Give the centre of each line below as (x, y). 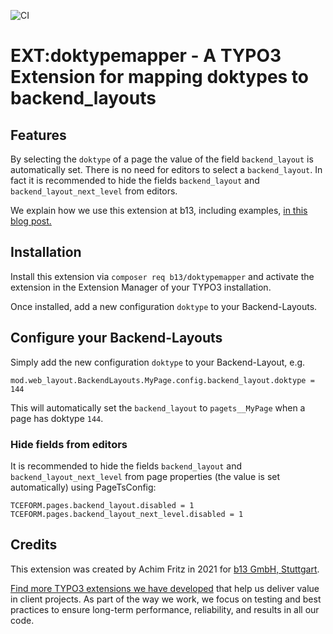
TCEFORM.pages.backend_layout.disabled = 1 (102, 505)
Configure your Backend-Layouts (116, 338)
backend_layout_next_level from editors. (94, 191)
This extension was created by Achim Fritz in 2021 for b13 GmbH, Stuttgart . (165, 569)
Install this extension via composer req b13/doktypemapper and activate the (162, 276)
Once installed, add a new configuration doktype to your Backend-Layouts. (164, 306)
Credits (34, 545)
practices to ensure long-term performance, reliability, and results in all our (165, 609)
